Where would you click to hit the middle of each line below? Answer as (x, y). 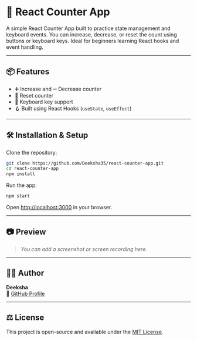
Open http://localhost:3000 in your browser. (59, 208)
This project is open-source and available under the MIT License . (85, 332)
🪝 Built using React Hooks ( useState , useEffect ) (73, 108)
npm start (18, 196)
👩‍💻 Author (25, 273)
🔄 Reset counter (34, 95)
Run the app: (21, 185)
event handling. (25, 47)
